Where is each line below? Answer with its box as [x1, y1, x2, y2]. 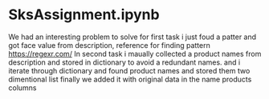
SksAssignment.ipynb [8, 6, 160, 24]
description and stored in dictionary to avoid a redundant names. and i [8, 57, 241, 67]
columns [8, 82, 37, 93]
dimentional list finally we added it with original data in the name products [8, 74, 252, 84]
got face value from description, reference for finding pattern [8, 40, 210, 49]
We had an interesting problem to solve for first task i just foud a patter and [8, 32, 257, 42]
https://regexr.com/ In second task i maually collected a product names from [8, 49, 262, 58]
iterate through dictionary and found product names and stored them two [8, 65, 251, 75]
